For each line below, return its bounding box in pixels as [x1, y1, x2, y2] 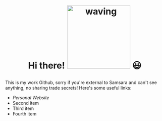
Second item [12, 100, 39, 106]
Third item [12, 105, 34, 111]
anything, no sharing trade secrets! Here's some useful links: [5, 85, 132, 91]
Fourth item [12, 111, 37, 117]
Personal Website [12, 95, 49, 101]
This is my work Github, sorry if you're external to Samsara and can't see [5, 79, 157, 86]
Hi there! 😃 [28, 60, 142, 71]
